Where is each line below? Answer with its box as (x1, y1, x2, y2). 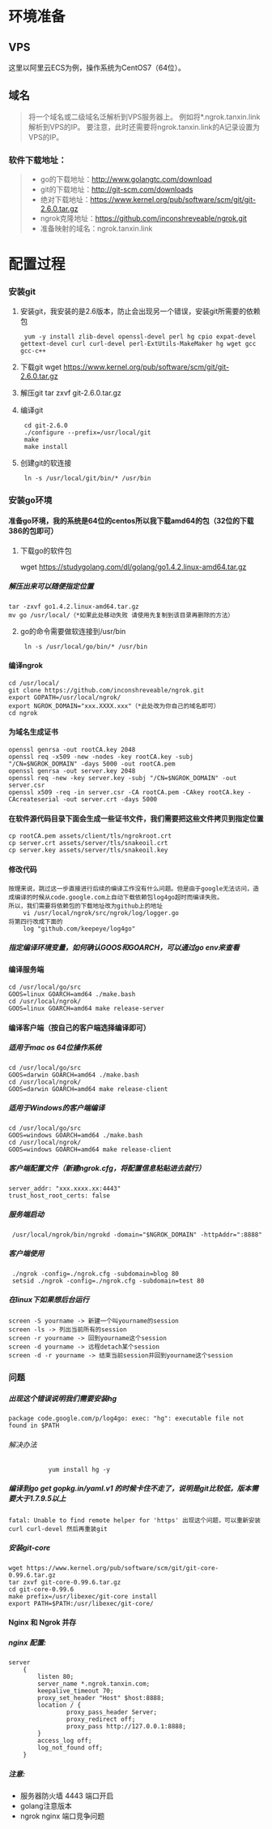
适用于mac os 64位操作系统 (8, 1042, 102, 1052)
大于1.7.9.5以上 (15, 1494, 66, 1503)
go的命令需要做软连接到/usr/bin (19, 626, 126, 636)
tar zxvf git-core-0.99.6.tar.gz (8, 1578, 121, 1586)
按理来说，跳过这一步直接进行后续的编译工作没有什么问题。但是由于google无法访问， (8, 884, 253, 893)
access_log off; (37, 1736, 92, 1745)
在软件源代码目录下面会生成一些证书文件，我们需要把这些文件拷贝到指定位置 (8, 813, 264, 823)
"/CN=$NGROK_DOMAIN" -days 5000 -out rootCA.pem (8, 760, 176, 768)
